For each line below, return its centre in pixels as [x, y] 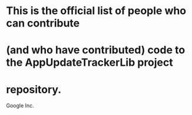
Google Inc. [20, 106]
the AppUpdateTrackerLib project [90, 62]
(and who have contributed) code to [96, 50]
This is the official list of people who [96, 11]
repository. [34, 89]
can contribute [43, 23]
